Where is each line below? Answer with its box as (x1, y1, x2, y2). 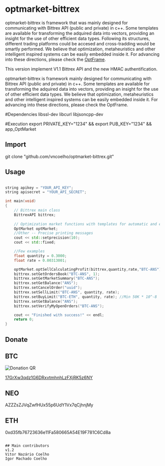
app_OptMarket (5, 126, 36, 132)
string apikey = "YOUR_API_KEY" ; (5, 185, 74, 190)
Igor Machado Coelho (5, 456, 48, 462)
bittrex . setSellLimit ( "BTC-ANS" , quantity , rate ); (14, 290, 120, 295)
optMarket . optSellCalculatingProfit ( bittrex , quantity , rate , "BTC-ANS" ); (14, 267, 164, 272)
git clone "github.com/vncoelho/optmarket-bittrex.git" (5, 153, 114, 159)
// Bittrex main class (14, 208, 60, 213)
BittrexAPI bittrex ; (14, 212, 56, 217)
